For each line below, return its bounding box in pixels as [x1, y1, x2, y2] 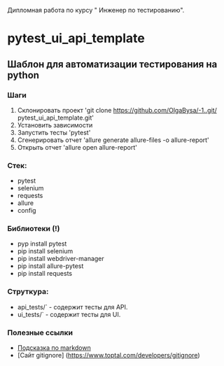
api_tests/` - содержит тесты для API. [17, 302, 128, 311]
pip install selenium [17, 247, 73, 255]
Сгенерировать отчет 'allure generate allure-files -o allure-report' [17, 136, 210, 144]
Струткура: [7, 287, 49, 297]
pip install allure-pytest [17, 262, 84, 270]
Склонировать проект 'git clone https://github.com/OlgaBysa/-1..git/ [17, 106, 217, 114]
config [17, 206, 36, 215]
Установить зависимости [17, 120, 93, 129]
